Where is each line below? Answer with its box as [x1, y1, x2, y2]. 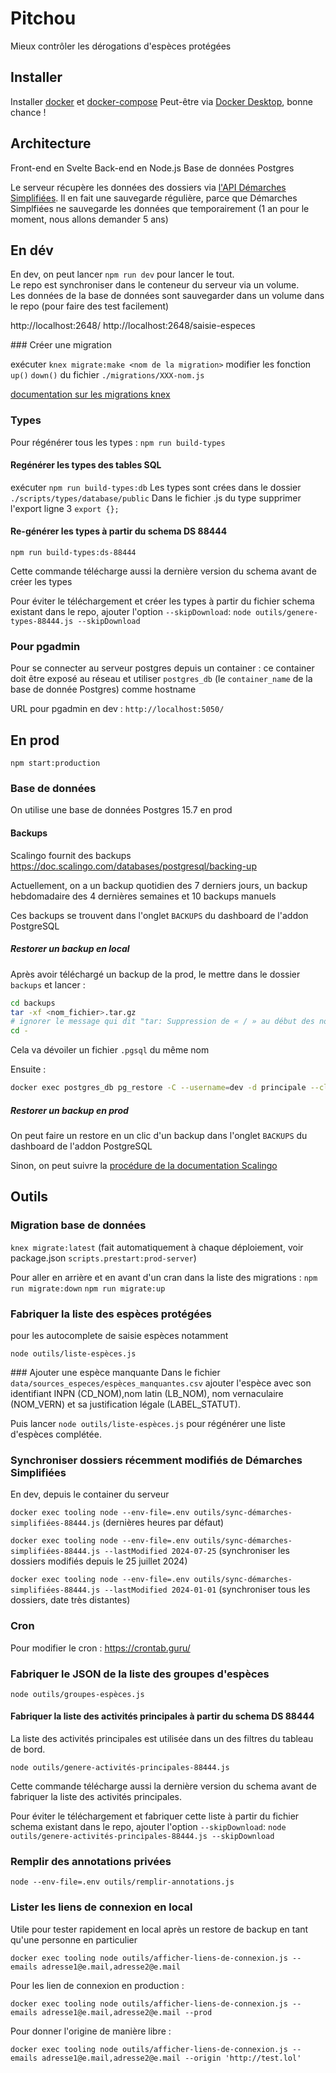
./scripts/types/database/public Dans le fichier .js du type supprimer [10, 492, 302, 504]
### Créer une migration [10, 339, 112, 351]
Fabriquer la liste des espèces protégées [10, 1307, 213, 1321]
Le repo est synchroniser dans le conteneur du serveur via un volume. [10, 279, 300, 291]
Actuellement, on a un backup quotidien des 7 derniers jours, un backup [10, 879, 308, 891]
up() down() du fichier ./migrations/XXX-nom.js [10, 369, 205, 381]
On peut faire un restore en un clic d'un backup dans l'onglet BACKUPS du [10, 1130, 308, 1141]
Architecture [10, 135, 92, 152]
